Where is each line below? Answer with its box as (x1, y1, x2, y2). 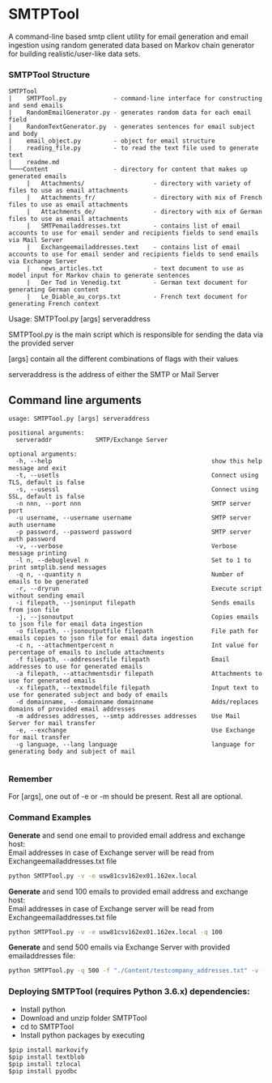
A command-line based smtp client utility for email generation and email (8, 32, 249, 41)
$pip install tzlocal (8, 1060, 82, 1068)
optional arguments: (8, 450, 79, 458)
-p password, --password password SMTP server (15, 528, 252, 537)
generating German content (8, 286, 100, 294)
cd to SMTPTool (19, 1021, 74, 1031)
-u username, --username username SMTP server (15, 514, 252, 522)
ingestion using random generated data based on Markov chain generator (8, 40, 255, 49)
